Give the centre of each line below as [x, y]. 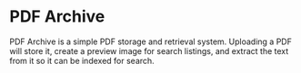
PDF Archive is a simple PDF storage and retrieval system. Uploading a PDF [151, 41]
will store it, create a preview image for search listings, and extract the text [149, 50]
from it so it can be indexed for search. [82, 60]
